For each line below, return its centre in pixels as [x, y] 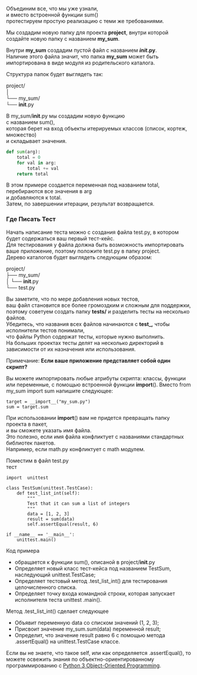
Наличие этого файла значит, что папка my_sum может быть [82, 56]
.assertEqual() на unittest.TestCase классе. [67, 641]
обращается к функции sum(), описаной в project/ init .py [85, 562]
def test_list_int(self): [49, 493]
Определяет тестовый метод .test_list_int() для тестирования [91, 581]
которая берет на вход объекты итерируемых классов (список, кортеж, [97, 128]
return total [33, 174]
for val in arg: [37, 163]
